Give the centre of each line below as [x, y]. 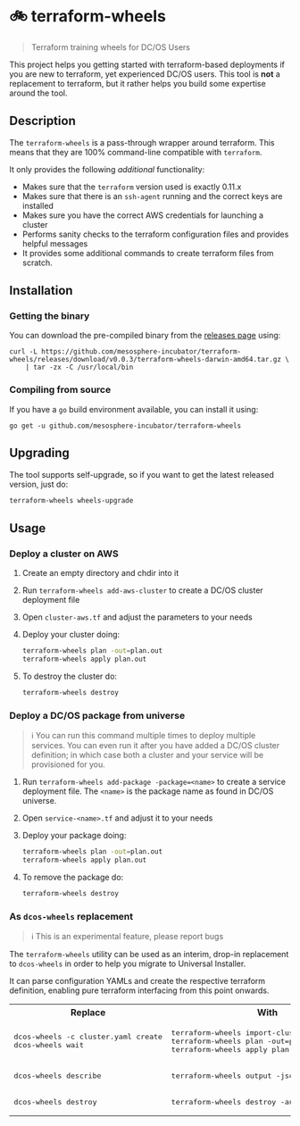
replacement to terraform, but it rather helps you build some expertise [137, 83]
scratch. [37, 263]
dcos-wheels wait [49, 1045]
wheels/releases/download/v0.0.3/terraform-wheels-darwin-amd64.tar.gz [145, 360]
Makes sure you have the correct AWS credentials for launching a [143, 215]
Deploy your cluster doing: [71, 635]
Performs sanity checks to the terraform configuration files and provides [155, 234]
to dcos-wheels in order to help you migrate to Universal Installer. [128, 963]
